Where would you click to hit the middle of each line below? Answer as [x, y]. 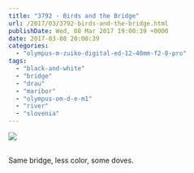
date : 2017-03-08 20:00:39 [54, 38]
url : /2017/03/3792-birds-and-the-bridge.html [88, 23]
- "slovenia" [38, 114]
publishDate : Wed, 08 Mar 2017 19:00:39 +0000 [88, 31]
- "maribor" [36, 91]
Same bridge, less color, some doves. [71, 160]
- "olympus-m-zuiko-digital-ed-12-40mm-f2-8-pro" [101, 53]
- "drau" [30, 83]
